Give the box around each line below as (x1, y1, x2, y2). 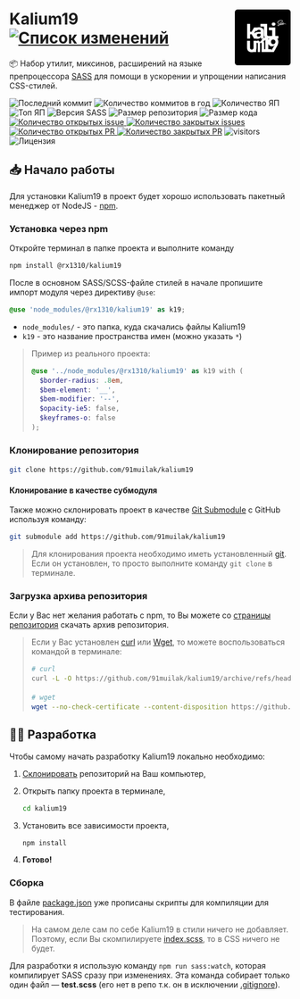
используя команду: (9, 514, 87, 525)
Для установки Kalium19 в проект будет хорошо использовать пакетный (9, 190, 286, 201)
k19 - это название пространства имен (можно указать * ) (21, 330, 243, 341)
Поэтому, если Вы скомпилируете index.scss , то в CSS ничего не (30, 933, 280, 944)
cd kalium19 (21, 803, 67, 812)
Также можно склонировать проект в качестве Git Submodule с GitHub (9, 504, 281, 515)
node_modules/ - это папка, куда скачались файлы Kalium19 (21, 321, 246, 332)
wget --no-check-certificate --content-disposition (30, 702, 228, 712)
